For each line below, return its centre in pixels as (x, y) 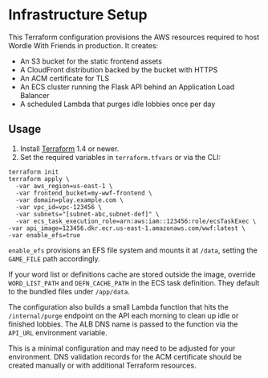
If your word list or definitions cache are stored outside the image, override (132, 274)
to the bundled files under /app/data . (69, 291)
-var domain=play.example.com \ (70, 200)
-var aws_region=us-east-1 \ (64, 186)
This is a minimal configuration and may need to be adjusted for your (122, 348)
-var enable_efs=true (45, 235)
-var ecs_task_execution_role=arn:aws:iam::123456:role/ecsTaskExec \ (136, 221)
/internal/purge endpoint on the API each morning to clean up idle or (124, 315)
